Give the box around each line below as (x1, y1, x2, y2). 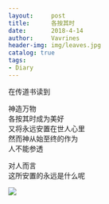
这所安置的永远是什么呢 (8, 170, 85, 180)
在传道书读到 (8, 86, 50, 96)
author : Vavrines (8, 34, 80, 42)
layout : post (8, 11, 66, 20)
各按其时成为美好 (8, 114, 64, 123)
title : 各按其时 (8, 19, 76, 27)
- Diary (8, 64, 34, 72)
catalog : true (8, 49, 56, 57)
